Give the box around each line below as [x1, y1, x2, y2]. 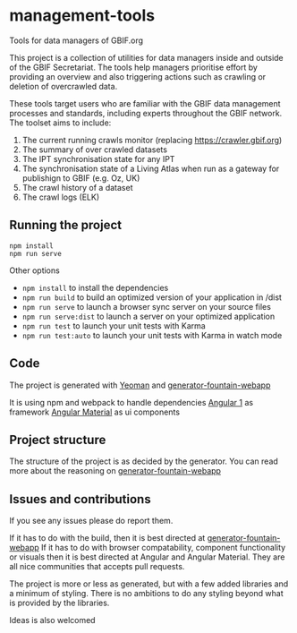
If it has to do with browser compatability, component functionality [41, 543, 286, 553]
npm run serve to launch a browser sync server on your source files [21, 301, 271, 312]
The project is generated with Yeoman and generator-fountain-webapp [9, 380, 271, 390]
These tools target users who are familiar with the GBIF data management [9, 98, 281, 108]
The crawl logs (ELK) [21, 192, 100, 202]
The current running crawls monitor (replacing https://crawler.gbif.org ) [21, 134, 283, 145]
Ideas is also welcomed [9, 615, 96, 626]
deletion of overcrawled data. [9, 81, 118, 91]
